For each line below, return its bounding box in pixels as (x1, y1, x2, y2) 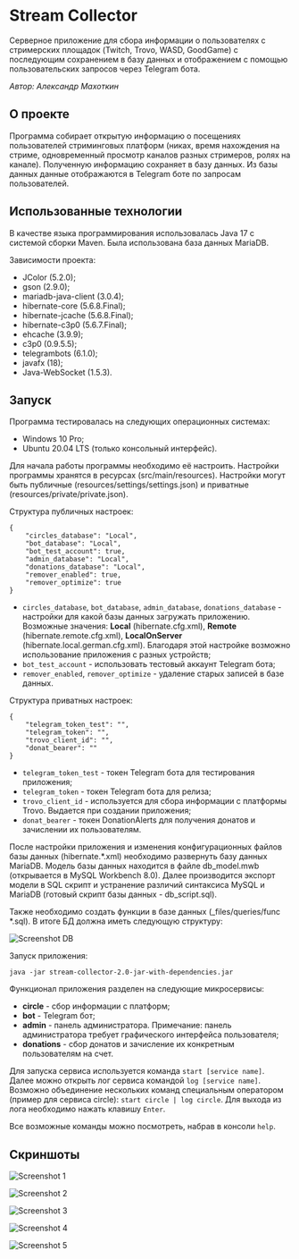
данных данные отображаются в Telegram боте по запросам (9, 168, 241, 179)
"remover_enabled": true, (25, 570, 122, 579)
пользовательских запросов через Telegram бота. (9, 63, 201, 74)
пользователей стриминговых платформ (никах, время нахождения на (9, 139, 280, 150)
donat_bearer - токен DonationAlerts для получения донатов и (21, 815, 256, 825)
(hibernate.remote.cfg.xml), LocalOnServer (21, 630, 183, 641)
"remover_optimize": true (25, 579, 122, 587)
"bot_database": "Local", (25, 539, 122, 548)
